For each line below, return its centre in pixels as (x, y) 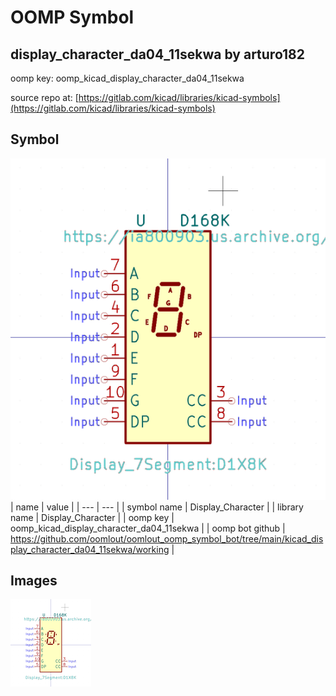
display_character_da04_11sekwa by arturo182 (158, 54)
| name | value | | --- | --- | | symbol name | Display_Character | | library (157, 507)
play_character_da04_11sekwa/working (90, 549)
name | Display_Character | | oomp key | (92, 517)
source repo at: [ (44, 97)
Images (34, 581)
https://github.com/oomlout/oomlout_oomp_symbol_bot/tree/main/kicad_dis (167, 538)
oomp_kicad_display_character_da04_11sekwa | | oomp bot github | (148, 528)
